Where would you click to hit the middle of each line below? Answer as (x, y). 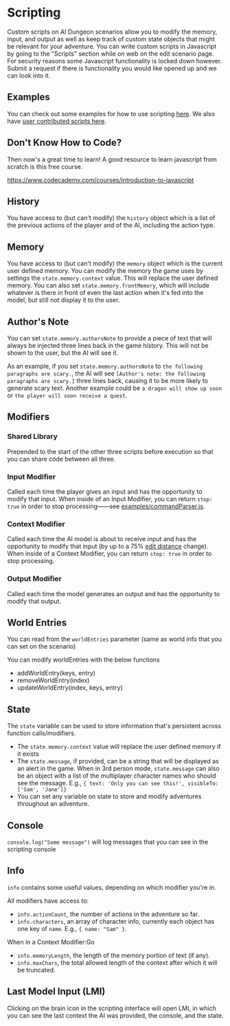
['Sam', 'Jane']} (42, 790)
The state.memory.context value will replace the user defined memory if (119, 747)
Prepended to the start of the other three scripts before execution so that (111, 451)
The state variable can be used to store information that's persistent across (114, 726)
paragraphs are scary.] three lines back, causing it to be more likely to (107, 381)
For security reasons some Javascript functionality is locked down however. (115, 61)
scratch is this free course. (45, 166)
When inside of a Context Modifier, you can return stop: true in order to (110, 554)
